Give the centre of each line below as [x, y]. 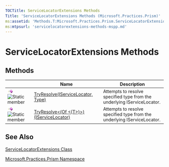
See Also [19, 137]
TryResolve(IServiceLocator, [63, 94]
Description [132, 84]
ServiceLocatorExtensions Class [39, 149]
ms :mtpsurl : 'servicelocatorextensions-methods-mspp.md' [66, 27]
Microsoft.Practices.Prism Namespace [45, 159]
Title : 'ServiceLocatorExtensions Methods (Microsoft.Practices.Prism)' [83, 16]
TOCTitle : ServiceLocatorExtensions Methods [53, 11]
